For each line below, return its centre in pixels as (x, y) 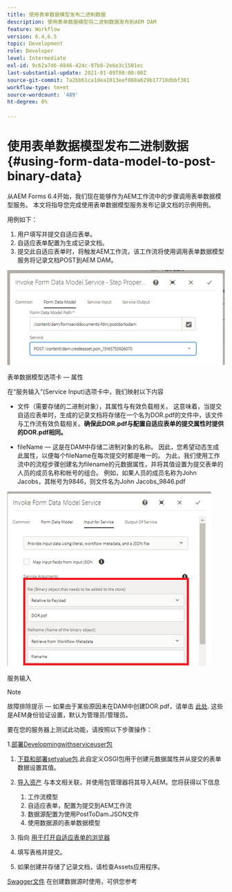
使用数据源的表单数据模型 (64, 822)
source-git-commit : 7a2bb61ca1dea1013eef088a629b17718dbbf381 (98, 80)
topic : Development (35, 44)
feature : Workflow (33, 29)
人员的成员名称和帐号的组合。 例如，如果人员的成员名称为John (107, 472)
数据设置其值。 (38, 767)
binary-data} (45, 176)
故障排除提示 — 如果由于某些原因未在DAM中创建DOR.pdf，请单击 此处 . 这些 (115, 706)
